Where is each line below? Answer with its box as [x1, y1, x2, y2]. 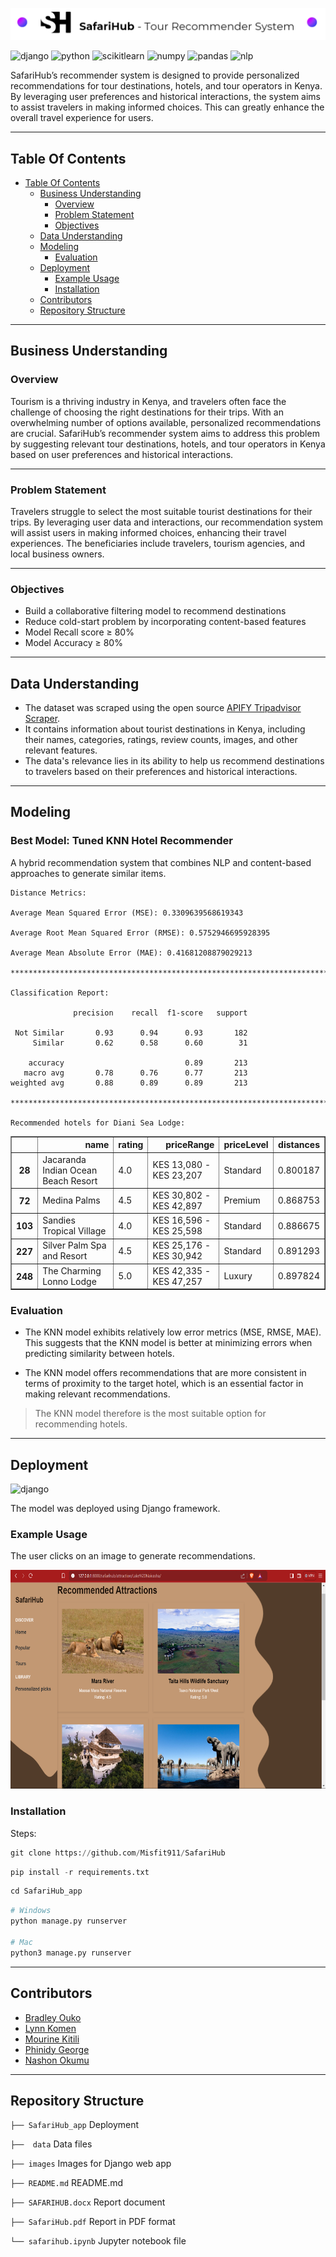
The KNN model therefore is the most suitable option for [34, 1408, 267, 1420]
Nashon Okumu [24, 2054, 90, 2066]
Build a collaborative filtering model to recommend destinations [24, 605, 287, 617]
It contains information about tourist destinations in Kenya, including [24, 723, 306, 735]
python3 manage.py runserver [10, 1948, 132, 1958]
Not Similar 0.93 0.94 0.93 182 [14, 1028, 248, 1038]
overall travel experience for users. [10, 112, 154, 124]
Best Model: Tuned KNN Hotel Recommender [10, 834, 233, 848]
